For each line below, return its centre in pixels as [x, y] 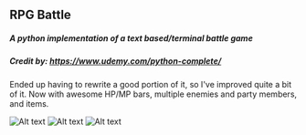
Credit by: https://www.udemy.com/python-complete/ [116, 61]
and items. [29, 103]
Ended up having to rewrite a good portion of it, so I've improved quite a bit [151, 84]
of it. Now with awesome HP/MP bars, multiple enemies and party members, [153, 94]
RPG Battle [40, 15]
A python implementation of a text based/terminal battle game [131, 38]
